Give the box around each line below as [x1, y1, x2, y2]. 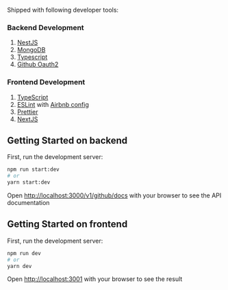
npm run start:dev [7, 166, 60, 173]
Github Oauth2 [16, 60, 59, 69]
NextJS [16, 114, 38, 123]
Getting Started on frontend [7, 219, 128, 230]
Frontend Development [7, 77, 86, 87]
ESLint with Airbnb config [16, 100, 89, 108]
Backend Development [7, 23, 84, 32]
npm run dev [7, 250, 41, 256]
